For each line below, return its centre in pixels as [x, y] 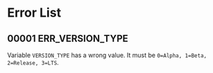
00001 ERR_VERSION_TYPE [68, 39]
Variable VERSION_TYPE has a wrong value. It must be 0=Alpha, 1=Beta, [107, 55]
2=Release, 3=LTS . [33, 63]
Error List [34, 13]
